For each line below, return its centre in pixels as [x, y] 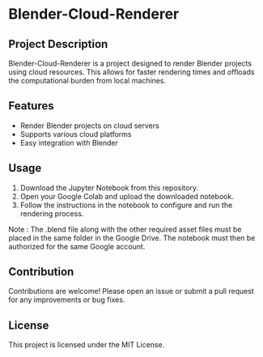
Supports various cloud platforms [76, 134]
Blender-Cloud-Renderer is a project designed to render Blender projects [130, 63]
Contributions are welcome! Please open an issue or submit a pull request [131, 291]
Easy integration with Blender [69, 142]
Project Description [58, 44]
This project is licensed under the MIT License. [87, 345]
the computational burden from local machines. [87, 81]
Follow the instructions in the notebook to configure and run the [126, 205]
